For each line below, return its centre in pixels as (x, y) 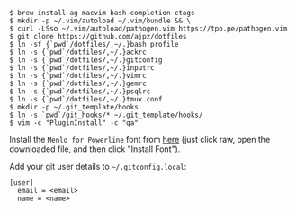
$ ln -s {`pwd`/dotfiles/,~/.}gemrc (78, 83)
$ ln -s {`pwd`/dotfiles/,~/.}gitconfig (86, 60)
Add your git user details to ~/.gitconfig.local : (98, 166)
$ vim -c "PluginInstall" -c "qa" (74, 123)
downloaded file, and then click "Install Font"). (95, 149)
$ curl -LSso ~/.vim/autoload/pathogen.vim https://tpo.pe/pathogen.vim (148, 29)
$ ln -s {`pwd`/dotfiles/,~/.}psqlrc (80, 92)
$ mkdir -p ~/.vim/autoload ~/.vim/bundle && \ (100, 21)
